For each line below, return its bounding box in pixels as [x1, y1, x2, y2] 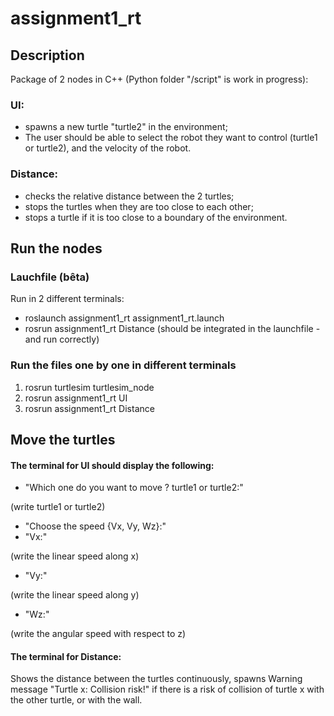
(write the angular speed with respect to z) [10, 628, 187, 640]
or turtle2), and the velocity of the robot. [24, 142, 192, 154]
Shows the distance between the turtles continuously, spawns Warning [10, 673, 303, 685]
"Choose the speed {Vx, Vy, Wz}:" [24, 520, 167, 532]
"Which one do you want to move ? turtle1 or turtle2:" [24, 482, 244, 494]
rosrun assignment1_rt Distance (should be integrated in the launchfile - [24, 323, 321, 335]
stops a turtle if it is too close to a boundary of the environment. [24, 211, 288, 223]
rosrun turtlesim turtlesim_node [24, 381, 155, 393]
